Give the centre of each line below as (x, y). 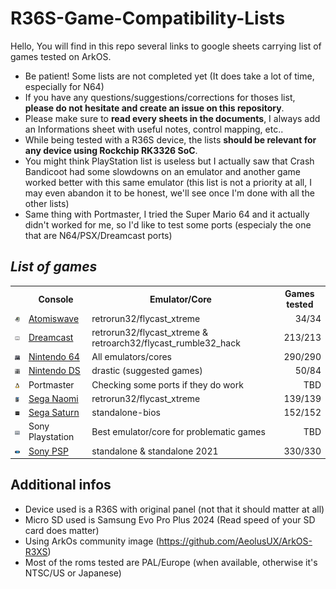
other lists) (47, 203)
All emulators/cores (131, 356)
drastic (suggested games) (147, 371)
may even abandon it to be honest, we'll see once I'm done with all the (169, 193)
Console (56, 299)
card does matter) (62, 530)
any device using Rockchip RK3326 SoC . (111, 150)
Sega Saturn (54, 412)
